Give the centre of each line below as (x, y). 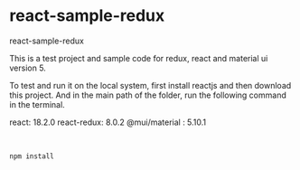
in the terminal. (37, 104)
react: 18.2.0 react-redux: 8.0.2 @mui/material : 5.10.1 (108, 122)
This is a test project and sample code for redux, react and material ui (139, 58)
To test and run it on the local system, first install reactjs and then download (150, 85)
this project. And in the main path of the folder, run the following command (148, 95)
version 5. (28, 68)
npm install (32, 156)
